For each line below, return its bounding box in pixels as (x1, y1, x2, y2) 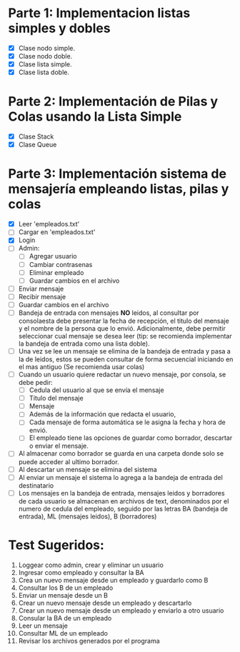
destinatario (18, 481, 54, 490)
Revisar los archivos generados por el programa (18, 636, 160, 645)
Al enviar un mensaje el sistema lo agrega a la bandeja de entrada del (18, 473, 224, 481)
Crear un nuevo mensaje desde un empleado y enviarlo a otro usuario (18, 606, 224, 615)
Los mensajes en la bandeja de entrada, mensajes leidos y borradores (18, 488, 225, 497)
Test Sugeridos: (8, 537, 104, 553)
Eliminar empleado (29, 268, 84, 276)
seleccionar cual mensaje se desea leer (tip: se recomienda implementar (18, 331, 232, 340)
